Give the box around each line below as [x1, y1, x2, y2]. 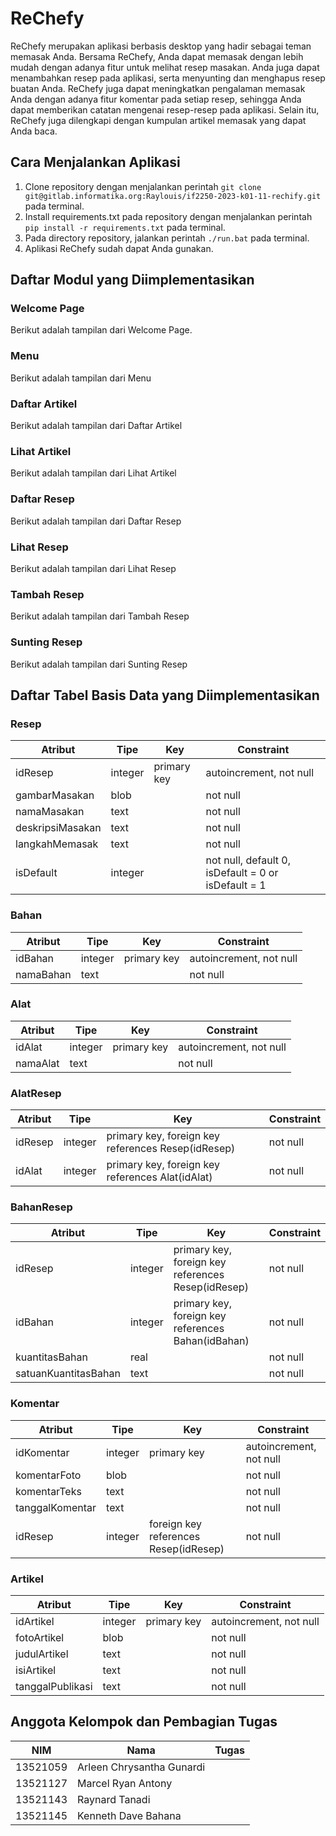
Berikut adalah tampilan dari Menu [10, 372, 152, 384]
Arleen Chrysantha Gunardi [77, 1760, 206, 1774]
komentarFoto [15, 1468, 82, 1482]
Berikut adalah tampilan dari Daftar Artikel [10, 420, 183, 432]
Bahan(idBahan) [173, 1334, 250, 1348]
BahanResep [10, 1200, 73, 1214]
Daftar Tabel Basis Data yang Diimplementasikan [10, 687, 320, 704]
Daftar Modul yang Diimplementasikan [10, 272, 255, 289]
